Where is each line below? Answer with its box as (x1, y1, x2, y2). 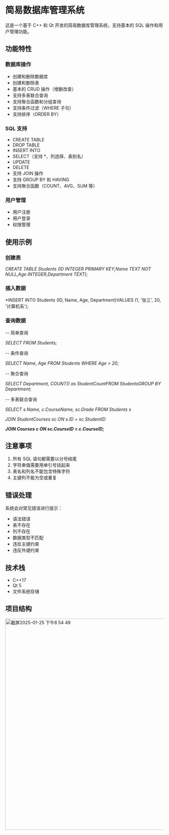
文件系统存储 (12, 588, 39, 594)
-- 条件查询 (5, 350, 29, 356)
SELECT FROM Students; (5, 340, 57, 346)
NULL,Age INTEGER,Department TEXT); (5, 271, 88, 277)
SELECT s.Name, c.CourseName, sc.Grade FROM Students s (5, 406, 132, 412)
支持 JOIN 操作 (12, 170, 44, 176)
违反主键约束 (12, 541, 39, 547)
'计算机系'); (5, 303, 29, 309)
